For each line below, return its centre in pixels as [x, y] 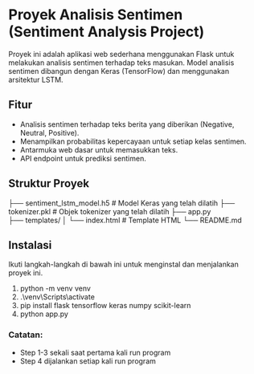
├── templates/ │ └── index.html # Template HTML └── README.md [125, 220]
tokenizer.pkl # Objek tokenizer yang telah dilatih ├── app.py [110, 211]
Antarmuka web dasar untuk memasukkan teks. [99, 149]
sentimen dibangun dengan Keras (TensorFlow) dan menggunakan [119, 71]
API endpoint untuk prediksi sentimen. [83, 158]
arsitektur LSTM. [36, 79]
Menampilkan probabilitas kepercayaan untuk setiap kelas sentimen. [133, 141]
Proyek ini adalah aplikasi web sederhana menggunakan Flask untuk [121, 54]
